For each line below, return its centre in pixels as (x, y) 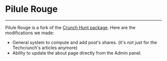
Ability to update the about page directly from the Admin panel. (77, 53)
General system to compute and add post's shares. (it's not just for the (85, 42)
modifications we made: (30, 33)
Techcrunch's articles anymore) (45, 48)
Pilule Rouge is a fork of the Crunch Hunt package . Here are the (70, 27)
